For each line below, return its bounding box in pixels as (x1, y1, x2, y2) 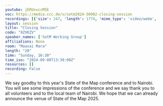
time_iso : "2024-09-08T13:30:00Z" (5, 57, 76, 62)
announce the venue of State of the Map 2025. (5, 96, 99, 101)
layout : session (5, 21, 38, 26)
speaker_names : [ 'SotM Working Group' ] (5, 35, 87, 40)
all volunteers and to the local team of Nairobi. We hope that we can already (5, 90, 158, 96)
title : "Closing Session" (5, 26, 58, 30)
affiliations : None (5, 39, 45, 44)
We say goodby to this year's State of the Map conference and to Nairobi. (5, 80, 154, 86)
